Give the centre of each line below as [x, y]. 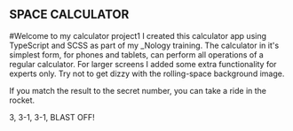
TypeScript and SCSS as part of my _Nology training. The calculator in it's [144, 45]
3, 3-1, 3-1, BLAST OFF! [52, 117]
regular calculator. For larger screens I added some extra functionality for [143, 64]
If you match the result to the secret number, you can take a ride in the [138, 90]
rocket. [22, 100]
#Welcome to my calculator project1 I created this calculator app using [138, 35]
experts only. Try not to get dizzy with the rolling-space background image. [147, 73]
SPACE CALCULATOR [69, 15]
